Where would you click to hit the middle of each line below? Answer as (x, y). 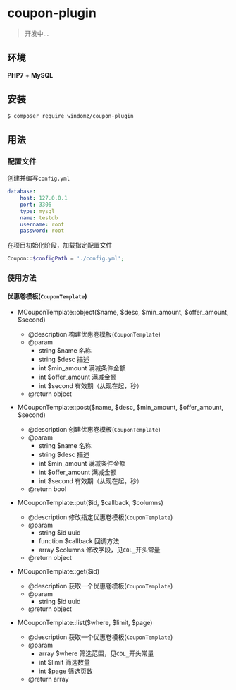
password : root (42, 231)
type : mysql (37, 211)
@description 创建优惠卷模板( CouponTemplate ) (94, 430)
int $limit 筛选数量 (64, 662)
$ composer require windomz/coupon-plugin (70, 116)
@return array (48, 679)
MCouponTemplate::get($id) (58, 571)
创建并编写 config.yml (39, 178)
